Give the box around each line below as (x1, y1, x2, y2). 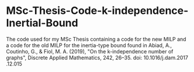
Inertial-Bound (6, 16, 78, 30)
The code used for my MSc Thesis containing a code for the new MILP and (6, 35, 186, 42)
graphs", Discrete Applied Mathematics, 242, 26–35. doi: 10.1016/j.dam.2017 (6, 54, 189, 61)
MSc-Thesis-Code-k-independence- (6, 4, 189, 17)
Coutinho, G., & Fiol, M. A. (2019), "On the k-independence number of (6, 48, 174, 55)
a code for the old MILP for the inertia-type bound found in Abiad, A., (6, 42, 172, 49)
